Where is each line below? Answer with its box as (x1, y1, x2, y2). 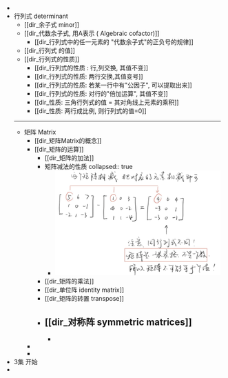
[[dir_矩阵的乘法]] (44, 277, 94, 285)
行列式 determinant (13, 12, 69, 20)
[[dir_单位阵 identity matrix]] (44, 286, 125, 294)
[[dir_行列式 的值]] (23, 46, 76, 54)
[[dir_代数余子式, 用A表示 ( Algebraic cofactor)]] (23, 29, 160, 37)
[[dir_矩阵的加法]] (44, 154, 94, 162)
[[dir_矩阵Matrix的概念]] (34, 137, 102, 145)
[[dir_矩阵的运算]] (34, 146, 84, 153)
